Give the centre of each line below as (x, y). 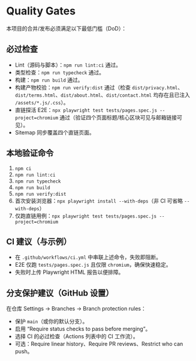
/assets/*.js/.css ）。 (42, 102)
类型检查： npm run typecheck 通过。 (60, 72)
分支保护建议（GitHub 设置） (60, 293)
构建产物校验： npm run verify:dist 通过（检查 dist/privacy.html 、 (99, 87)
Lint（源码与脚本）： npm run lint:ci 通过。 (68, 65)
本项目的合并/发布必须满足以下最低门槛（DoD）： (67, 28)
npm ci (23, 168)
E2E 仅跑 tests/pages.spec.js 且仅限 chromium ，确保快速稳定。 (93, 265)
